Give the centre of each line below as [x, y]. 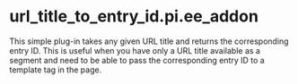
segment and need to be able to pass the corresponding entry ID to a [137, 60]
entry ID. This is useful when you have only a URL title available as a [135, 50]
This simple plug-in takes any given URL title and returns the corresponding [149, 41]
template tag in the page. [56, 70]
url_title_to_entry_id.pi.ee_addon [134, 17]
